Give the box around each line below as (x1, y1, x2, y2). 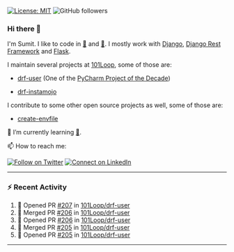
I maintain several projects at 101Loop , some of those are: (7, 61, 172, 69)
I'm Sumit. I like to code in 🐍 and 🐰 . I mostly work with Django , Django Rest (7, 40, 221, 48)
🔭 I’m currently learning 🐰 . (7, 128, 82, 136)
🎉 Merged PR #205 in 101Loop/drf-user (17, 223, 130, 231)
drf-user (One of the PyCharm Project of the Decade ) (17, 74, 171, 83)
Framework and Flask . (7, 47, 71, 56)
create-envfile (17, 115, 58, 123)
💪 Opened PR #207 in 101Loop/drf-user (17, 200, 130, 209)
